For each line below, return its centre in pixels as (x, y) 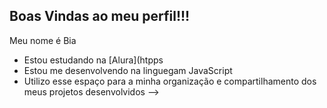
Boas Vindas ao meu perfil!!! (100, 16)
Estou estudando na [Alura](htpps (93, 60)
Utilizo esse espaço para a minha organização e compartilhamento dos (170, 81)
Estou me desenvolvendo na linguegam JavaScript (128, 70)
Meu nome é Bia (43, 40)
